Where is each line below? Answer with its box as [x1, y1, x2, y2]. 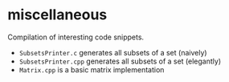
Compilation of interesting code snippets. [7, 32, 145, 42]
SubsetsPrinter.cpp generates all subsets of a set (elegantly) [18, 56, 222, 66]
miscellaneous [7, 6, 108, 24]
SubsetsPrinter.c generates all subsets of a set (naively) [18, 47, 207, 57]
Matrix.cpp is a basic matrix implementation [18, 64, 165, 74]
